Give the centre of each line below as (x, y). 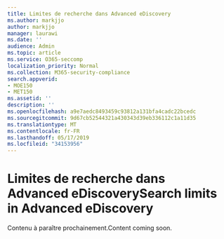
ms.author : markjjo (36, 20)
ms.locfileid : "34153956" (45, 144)
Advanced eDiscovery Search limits (112, 194)
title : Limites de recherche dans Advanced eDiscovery (89, 14)
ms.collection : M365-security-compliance (69, 72)
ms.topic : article (34, 53)
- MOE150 (20, 86)
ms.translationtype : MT (42, 124)
